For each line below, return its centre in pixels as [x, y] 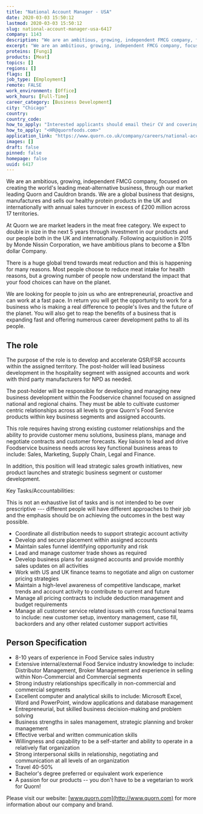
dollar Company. [27, 251]
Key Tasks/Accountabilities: [40, 491]
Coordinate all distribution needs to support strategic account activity [101, 534]
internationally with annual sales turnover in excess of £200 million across [98, 207]
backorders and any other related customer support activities [91, 624]
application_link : [29, 136]
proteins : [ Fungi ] [29, 52]
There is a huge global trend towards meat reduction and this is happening [99, 263]
